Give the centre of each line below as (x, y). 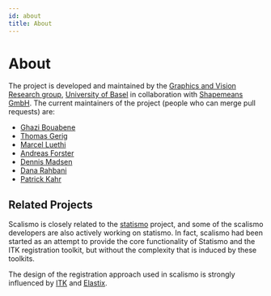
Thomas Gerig (44, 136)
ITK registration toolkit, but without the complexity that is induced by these (133, 250)
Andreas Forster (47, 153)
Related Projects (51, 205)
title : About (30, 24)
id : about (25, 16)
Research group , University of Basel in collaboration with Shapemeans (126, 95)
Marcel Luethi (43, 145)
